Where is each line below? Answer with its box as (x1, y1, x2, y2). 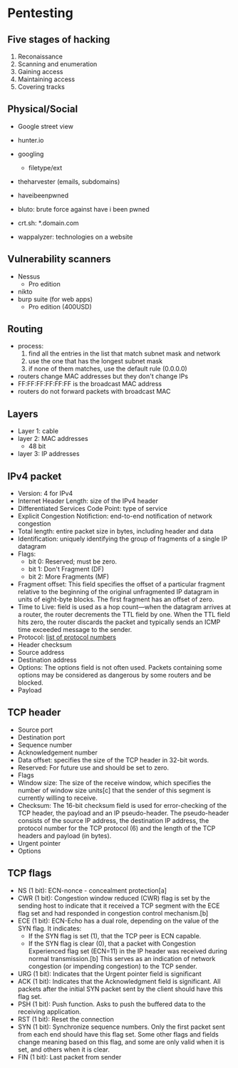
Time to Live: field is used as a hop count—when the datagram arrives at (17, 603, 232, 611)
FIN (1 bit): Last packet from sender (17, 1052, 122, 1061)
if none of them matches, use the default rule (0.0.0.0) (28, 365, 187, 373)
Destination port (17, 732, 66, 742)
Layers (7, 408, 38, 420)
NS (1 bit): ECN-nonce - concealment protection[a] (17, 886, 167, 895)
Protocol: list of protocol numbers (17, 633, 116, 642)
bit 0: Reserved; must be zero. (28, 557, 118, 566)
